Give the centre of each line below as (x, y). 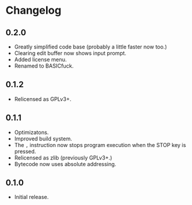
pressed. (25, 151)
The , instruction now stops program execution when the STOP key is (100, 145)
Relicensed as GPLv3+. (43, 99)
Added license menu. (40, 59)
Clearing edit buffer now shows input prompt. (70, 53)
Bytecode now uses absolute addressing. (65, 164)
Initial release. (31, 197)
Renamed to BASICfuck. (44, 66)
